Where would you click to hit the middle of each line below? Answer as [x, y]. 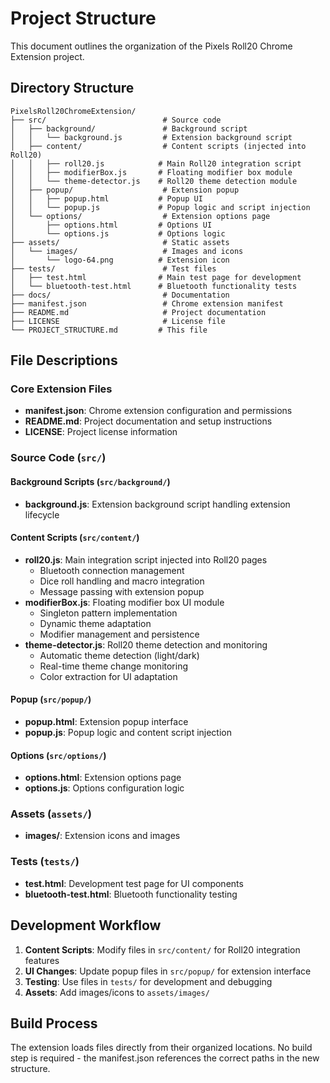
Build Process [54, 1023]
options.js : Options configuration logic [104, 788]
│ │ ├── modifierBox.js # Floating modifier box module [151, 172]
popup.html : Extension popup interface [106, 721]
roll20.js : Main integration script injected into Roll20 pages [146, 559]
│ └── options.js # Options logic [118, 233]
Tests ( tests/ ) [45, 862]
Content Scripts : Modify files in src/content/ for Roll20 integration [162, 949]
